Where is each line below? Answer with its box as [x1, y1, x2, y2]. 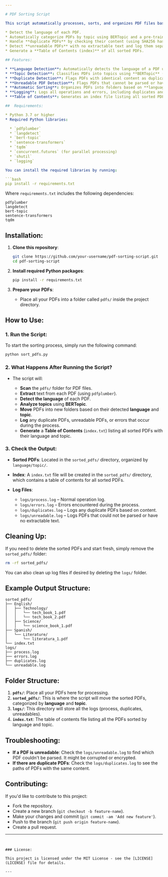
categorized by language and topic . [12, 700, 87, 706]
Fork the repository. [12, 802, 53, 808]
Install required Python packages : [12, 268, 84, 274]
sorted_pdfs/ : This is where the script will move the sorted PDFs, [12, 695, 146, 701]
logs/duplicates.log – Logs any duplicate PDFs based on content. [19, 507, 157, 513]
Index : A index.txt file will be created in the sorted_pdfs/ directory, [12, 471, 152, 478]
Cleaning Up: [5, 532, 46, 541]
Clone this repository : [12, 245, 59, 251]
